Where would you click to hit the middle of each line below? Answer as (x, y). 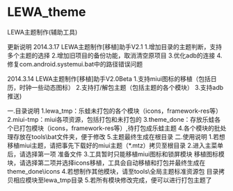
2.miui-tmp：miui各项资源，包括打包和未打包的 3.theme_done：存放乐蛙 (111, 119)
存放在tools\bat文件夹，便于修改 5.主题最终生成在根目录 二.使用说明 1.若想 (119, 136)
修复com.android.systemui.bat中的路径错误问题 (75, 64)
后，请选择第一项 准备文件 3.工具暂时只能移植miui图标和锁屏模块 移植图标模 (116, 154)
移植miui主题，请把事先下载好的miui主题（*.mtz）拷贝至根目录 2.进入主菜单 (115, 145)
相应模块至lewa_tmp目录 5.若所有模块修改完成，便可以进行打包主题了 (112, 180)
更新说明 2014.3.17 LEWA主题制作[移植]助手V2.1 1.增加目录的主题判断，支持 (115, 46)
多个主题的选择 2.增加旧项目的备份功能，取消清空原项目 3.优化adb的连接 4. (115, 55)
